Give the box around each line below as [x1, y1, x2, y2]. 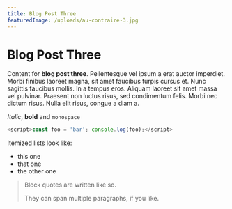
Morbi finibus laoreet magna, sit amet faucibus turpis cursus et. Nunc [7, 77, 206, 86]
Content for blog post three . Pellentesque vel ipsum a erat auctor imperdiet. [7, 70, 225, 78]
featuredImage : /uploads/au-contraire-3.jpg [7, 17, 139, 24]
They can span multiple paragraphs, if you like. [24, 194, 160, 203]
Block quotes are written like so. [24, 180, 117, 189]
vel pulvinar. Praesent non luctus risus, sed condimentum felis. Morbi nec [7, 92, 218, 100]
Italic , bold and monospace [7, 113, 80, 121]
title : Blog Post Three [7, 10, 77, 17]
